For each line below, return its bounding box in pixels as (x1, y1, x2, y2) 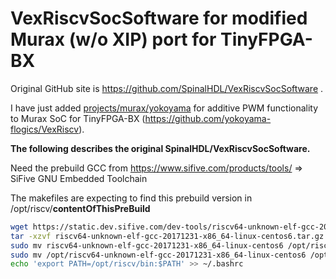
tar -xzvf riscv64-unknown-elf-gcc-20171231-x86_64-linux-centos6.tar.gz (10, 231, 325, 241)
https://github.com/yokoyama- (144, 112, 272, 124)
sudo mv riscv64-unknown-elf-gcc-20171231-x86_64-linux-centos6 (10, 240, 284, 251)
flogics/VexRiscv (10, 123, 80, 135)
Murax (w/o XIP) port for (10, 28, 217, 51)
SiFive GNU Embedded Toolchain (10, 172, 148, 184)
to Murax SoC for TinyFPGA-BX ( (10, 112, 146, 124)
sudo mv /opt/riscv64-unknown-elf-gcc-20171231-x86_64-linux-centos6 (10, 250, 307, 260)
